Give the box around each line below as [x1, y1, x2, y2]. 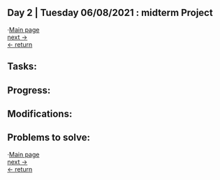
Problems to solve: [7, 132, 91, 144]
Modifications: [7, 107, 73, 119]
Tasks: [7, 61, 37, 73]
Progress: [7, 84, 51, 96]
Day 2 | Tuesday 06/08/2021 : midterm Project [7, 7, 213, 19]
